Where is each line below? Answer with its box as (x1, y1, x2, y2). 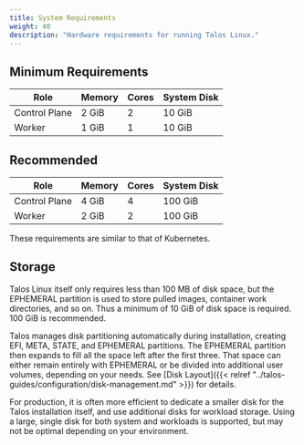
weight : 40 (9, 22, 51, 31)
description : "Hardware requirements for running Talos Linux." (9, 30, 259, 39)
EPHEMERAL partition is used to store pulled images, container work (9, 293, 267, 304)
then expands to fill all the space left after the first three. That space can (9, 349, 281, 360)
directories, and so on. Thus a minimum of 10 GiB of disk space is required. (9, 303, 292, 314)
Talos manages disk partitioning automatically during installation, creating (9, 330, 287, 341)
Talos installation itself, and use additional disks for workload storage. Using (9, 406, 295, 417)
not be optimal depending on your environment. (9, 425, 189, 436)
